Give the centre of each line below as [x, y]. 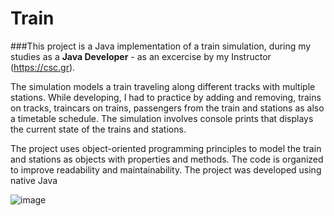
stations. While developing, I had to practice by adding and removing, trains [166, 97]
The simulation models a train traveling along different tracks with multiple [163, 86]
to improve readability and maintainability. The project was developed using [166, 169]
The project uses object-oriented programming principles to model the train [166, 148]
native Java [34, 180]
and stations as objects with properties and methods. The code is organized [167, 159]
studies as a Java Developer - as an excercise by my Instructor [141, 56]
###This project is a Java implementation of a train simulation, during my [161, 46]
